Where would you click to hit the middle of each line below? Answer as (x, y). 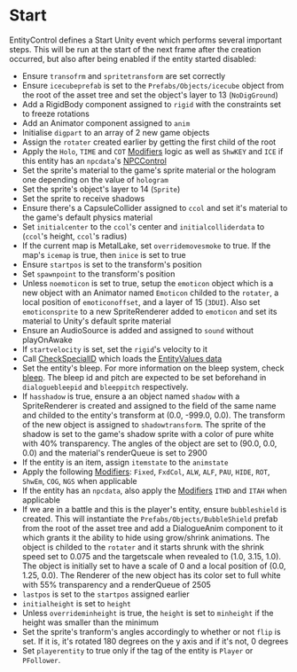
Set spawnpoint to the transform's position (98, 273)
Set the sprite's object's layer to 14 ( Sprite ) (101, 189)
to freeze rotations (56, 113)
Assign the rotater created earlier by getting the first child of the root (149, 142)
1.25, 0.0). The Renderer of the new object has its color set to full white (151, 575)
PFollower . (41, 660)
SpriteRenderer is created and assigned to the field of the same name (149, 405)
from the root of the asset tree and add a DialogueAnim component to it (152, 527)
